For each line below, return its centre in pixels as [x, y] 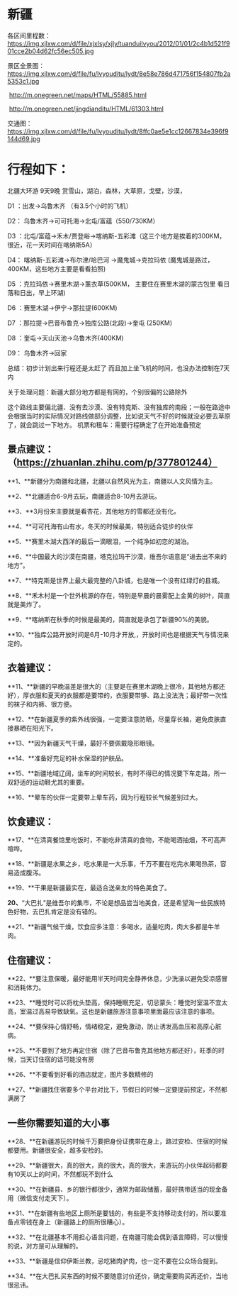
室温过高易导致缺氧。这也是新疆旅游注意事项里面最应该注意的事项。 [119, 1012]
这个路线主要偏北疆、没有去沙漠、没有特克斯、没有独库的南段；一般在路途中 [119, 407]
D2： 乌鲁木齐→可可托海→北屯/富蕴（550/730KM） [83, 221]
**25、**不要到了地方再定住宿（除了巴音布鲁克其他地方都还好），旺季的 [113, 1051]
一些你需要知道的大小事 [58, 1123]
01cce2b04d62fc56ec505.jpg [51, 51]
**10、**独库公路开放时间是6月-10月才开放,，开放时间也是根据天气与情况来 [118, 634]
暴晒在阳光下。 [35, 728]
